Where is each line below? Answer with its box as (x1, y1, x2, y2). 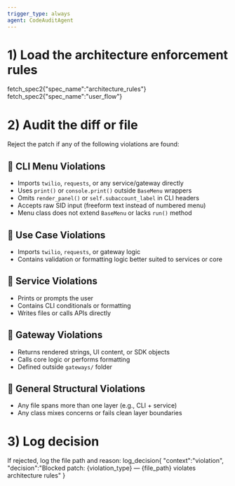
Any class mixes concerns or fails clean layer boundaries (17, 409, 182, 417)
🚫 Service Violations (7, 275, 98, 287)
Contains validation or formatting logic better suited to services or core (17, 255, 223, 263)
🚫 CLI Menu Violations (7, 160, 106, 172)
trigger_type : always (7, 10, 71, 18)
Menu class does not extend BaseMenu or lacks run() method (17, 209, 192, 217)
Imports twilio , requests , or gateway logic (17, 248, 141, 256)
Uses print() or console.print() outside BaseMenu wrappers (17, 186, 192, 195)
